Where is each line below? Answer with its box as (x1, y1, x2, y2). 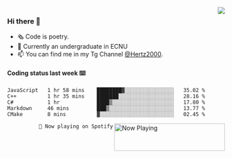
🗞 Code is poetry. (17, 32, 69, 41)
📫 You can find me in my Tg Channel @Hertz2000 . (17, 50, 164, 58)
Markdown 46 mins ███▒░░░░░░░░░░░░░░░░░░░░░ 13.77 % (7, 104, 206, 112)
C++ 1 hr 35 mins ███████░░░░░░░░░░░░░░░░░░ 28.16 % (7, 93, 206, 100)
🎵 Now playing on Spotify (39, 123, 113, 130)
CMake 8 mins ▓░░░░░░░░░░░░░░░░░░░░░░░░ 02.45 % (7, 111, 206, 117)
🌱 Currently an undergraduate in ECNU (17, 43, 128, 51)
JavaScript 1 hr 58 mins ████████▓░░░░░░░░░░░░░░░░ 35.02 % (7, 87, 206, 93)
